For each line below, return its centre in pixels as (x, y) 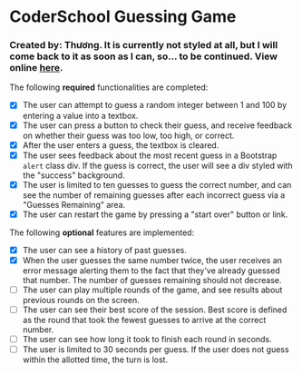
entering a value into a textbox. (80, 115)
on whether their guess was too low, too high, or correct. (128, 135)
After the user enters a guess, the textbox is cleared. (121, 145)
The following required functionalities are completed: (109, 87)
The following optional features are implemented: (102, 232)
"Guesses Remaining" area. (74, 204)
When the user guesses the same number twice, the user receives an (152, 260)
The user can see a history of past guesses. (105, 250)
